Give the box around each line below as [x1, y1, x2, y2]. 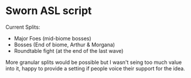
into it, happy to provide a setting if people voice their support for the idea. [5, 65, 185, 72]
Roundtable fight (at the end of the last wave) [13, 47, 124, 54]
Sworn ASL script [5, 4, 92, 18]
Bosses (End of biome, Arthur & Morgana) [13, 41, 115, 48]
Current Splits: [5, 23, 40, 30]
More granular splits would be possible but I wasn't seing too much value [5, 59, 182, 66]
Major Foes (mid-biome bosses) [13, 35, 91, 42]
